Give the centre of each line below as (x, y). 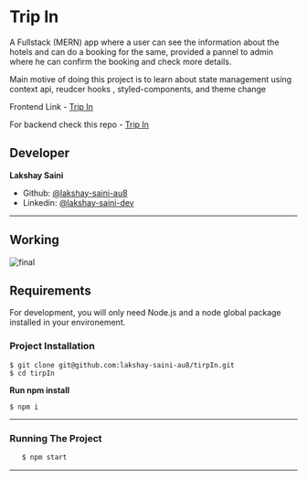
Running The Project (56, 438)
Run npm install (40, 389)
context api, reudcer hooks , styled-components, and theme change (138, 89)
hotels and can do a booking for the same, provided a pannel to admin (142, 51)
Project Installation (53, 347)
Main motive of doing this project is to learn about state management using (151, 79)
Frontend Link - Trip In (52, 106)
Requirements (50, 290)
